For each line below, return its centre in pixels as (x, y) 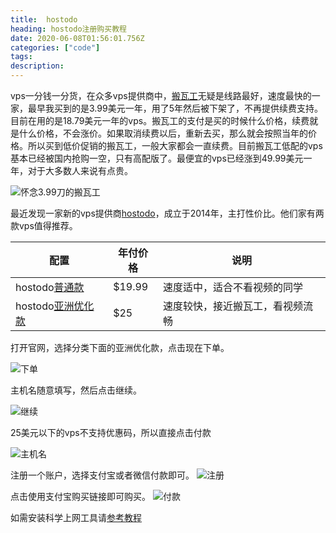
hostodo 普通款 (50, 287)
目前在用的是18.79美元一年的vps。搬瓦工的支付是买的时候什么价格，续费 (160, 120)
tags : (21, 57)
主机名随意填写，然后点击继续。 (76, 390)
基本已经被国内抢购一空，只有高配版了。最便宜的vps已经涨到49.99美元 (157, 158)
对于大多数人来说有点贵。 (80, 170)
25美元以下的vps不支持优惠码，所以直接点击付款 (111, 432)
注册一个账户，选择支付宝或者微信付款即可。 (102, 475)
